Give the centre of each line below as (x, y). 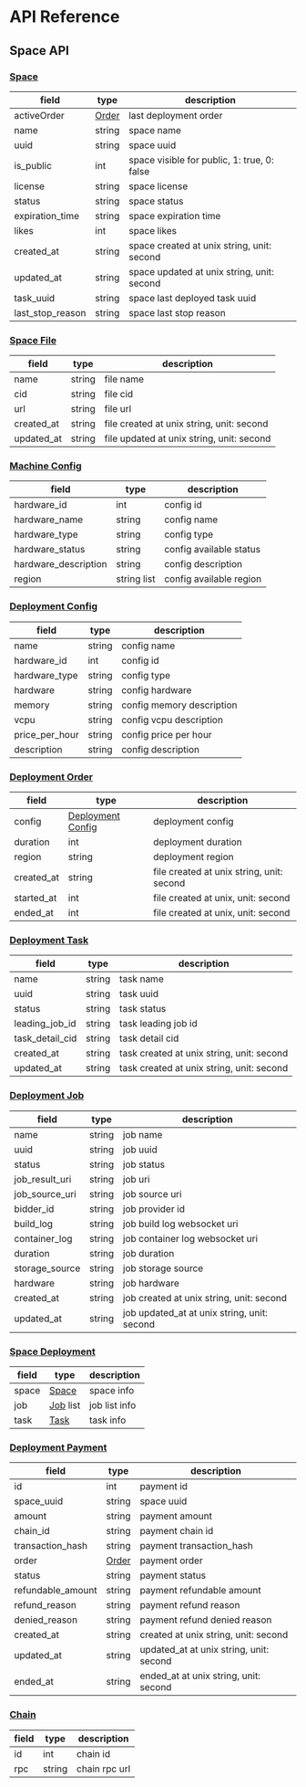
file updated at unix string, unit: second (188, 438)
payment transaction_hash (196, 1546)
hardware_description (61, 564)
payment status (173, 1575)
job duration (148, 1253)
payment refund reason (190, 1605)
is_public (33, 165)
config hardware (157, 689)
